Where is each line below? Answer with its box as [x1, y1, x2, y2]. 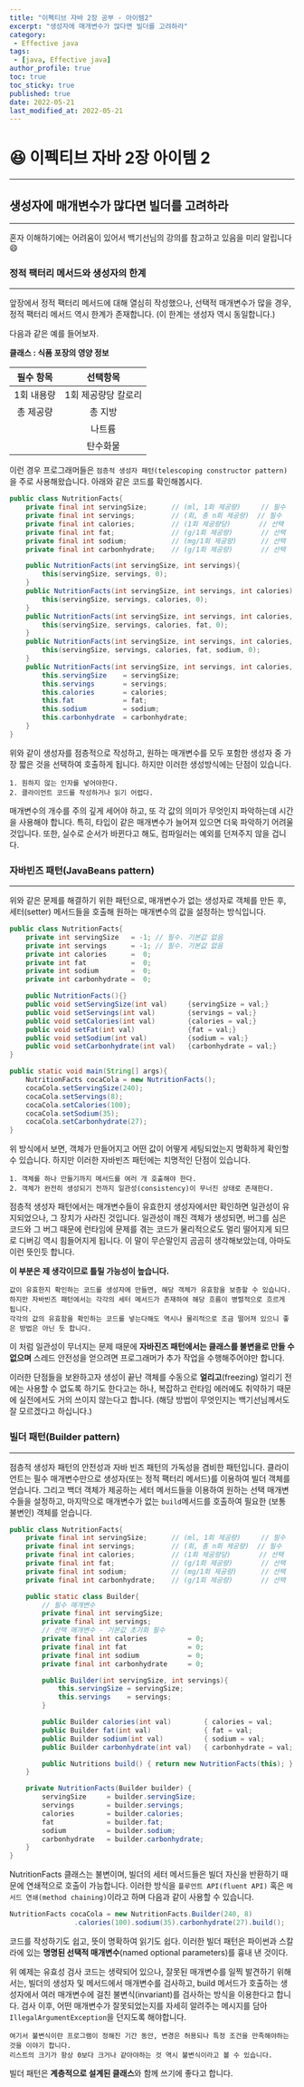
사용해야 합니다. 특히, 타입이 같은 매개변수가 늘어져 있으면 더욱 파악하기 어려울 [18, 816, 294, 827]
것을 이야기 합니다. [9, 2041, 71, 2050]
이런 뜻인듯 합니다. [9, 1246, 75, 1257]
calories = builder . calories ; [42, 1809, 184, 1819]
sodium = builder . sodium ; [42, 1826, 176, 1835]
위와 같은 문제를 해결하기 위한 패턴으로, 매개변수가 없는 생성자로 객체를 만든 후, [9, 895, 287, 906]
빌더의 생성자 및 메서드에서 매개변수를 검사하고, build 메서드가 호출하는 [28, 1977, 279, 1988]
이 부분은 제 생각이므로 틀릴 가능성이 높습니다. [9, 1266, 170, 1277]
